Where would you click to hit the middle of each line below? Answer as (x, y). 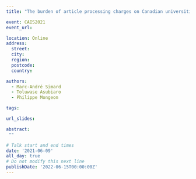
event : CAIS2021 (26, 22)
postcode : (23, 65)
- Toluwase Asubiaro (36, 92)
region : (21, 60)
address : (17, 44)
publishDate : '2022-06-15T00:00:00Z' (52, 167)
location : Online (27, 38)
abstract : (18, 129)
